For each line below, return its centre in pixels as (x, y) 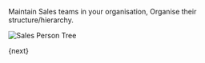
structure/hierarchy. (41, 20)
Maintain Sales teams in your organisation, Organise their (102, 12)
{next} (19, 51)
